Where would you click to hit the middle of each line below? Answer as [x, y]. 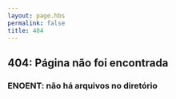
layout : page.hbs [36, 16]
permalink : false [36, 23]
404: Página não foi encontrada [88, 63]
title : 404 [26, 30]
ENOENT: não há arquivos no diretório [82, 85]
